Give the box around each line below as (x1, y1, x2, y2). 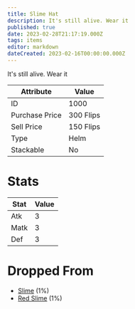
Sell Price (11, 122, 43, 132)
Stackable (11, 145, 45, 154)
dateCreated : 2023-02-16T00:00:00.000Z (7, 51, 126, 58)
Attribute (21, 86, 52, 96)
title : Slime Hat (7, 10, 59, 18)
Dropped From (7, 263, 94, 278)
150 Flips (68, 122, 101, 132)
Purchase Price (11, 110, 62, 120)
